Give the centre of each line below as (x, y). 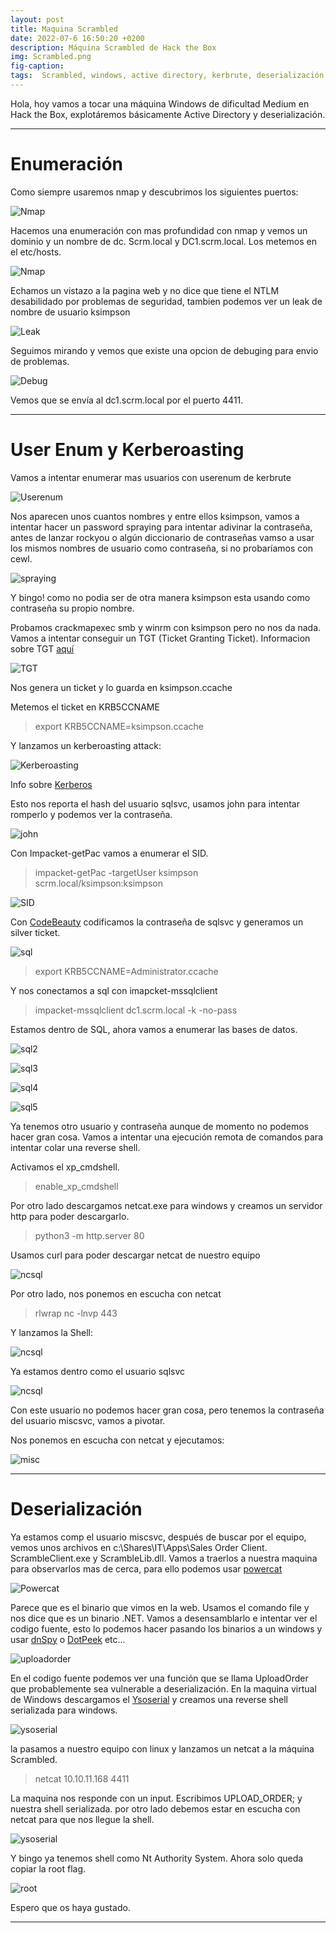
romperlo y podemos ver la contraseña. (91, 814)
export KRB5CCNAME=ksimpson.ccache (119, 726)
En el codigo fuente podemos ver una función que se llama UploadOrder (159, 1678)
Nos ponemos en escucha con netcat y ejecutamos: (117, 1440)
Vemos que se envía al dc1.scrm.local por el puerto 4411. (127, 400)
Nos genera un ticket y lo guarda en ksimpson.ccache (121, 687)
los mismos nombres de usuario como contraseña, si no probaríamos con (162, 548)
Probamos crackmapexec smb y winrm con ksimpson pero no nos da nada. (166, 627)
